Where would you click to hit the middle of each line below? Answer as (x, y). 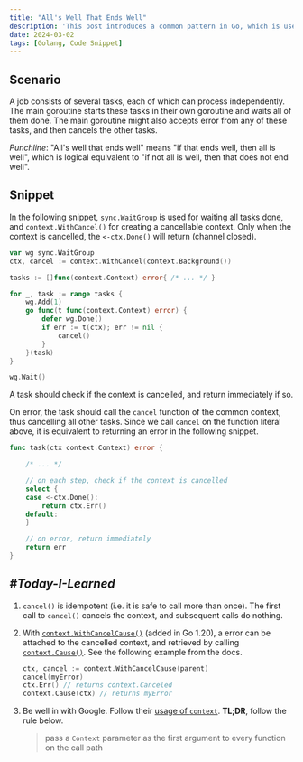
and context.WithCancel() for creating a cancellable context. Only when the (150, 226)
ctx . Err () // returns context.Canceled (97, 685)
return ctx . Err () (74, 506)
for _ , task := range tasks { (66, 294)
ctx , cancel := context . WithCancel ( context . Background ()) (120, 261)
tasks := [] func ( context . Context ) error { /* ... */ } (113, 278)
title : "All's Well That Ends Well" (78, 18)
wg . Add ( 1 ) (44, 302)
